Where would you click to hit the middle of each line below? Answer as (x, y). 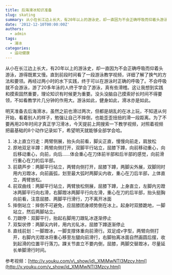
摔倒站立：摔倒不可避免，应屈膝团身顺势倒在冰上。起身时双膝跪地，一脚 (89, 205)
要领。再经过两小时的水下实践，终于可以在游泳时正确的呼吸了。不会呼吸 (90, 81)
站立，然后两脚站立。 (35, 211)
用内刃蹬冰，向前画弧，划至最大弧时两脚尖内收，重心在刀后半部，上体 (87, 173)
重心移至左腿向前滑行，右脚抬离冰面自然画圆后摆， (107, 237)
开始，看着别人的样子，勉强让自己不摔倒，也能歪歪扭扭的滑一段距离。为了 (84, 117)
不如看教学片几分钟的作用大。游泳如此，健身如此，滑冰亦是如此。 (84, 100)
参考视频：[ (17, 261)
